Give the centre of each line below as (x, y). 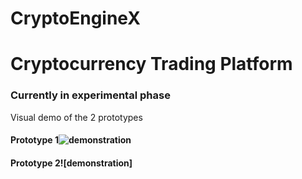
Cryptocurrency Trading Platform (151, 64)
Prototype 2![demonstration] (71, 163)
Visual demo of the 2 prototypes (76, 117)
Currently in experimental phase (90, 95)
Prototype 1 (34, 140)
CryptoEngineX (75, 18)
